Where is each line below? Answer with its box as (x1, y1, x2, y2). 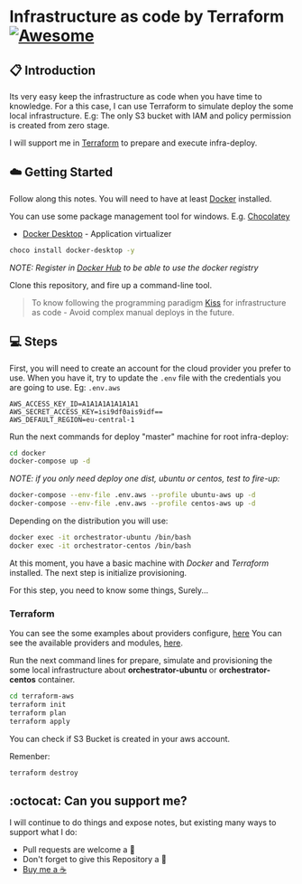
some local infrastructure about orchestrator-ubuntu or (9, 664, 217, 675)
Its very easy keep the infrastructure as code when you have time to (9, 91, 263, 101)
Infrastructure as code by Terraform (9, 6, 285, 27)
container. (37, 674, 76, 685)
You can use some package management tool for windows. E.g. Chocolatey (9, 211, 290, 221)
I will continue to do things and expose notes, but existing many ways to (9, 817, 277, 828)
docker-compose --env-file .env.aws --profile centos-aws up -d (9, 499, 256, 508)
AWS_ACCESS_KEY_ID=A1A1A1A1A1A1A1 (9, 400, 140, 409)
